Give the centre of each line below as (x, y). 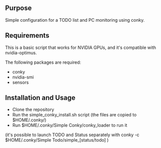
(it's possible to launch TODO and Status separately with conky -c (72, 135)
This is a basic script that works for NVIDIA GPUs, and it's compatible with (81, 47)
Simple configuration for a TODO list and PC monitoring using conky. (75, 20)
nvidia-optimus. (21, 53)
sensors (20, 82)
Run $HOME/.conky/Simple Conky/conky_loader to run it (70, 125)
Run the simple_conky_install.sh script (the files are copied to (74, 115)
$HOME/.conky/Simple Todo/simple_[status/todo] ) (57, 140)
